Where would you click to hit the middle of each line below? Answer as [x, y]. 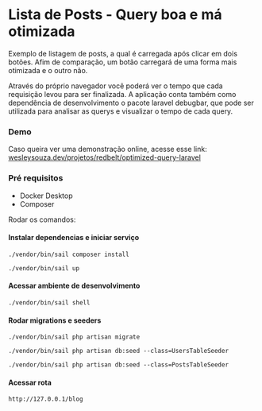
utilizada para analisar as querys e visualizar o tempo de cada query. [121, 111]
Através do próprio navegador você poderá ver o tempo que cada [116, 86]
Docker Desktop [46, 196]
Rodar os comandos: [42, 219]
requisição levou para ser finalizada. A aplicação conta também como [122, 94]
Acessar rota [30, 382]
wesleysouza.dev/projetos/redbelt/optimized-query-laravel [104, 157]
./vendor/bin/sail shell [49, 302]
